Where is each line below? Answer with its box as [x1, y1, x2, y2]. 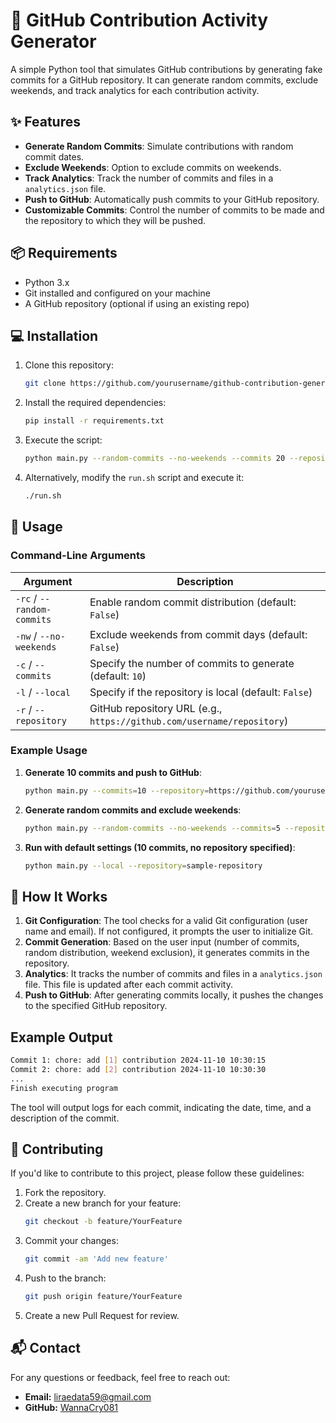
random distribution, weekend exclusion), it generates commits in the [24, 947, 310, 959]
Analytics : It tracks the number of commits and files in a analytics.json [24, 968, 323, 980]
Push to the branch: [24, 1272, 107, 1284]
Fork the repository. [24, 1187, 107, 1199]
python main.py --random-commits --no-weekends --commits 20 [24, 454, 286, 464]
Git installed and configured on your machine [24, 287, 211, 299]
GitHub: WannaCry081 [24, 1401, 118, 1413]
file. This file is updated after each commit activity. [24, 979, 233, 991]
